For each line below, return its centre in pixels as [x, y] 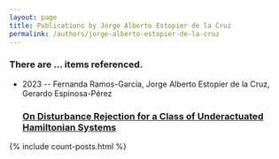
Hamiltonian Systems [69, 127]
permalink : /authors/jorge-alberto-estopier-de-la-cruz [114, 34]
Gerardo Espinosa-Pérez [67, 93]
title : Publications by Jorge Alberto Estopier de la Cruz [120, 26]
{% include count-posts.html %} [68, 146]
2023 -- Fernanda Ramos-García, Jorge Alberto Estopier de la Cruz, [146, 84]
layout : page [33, 17]
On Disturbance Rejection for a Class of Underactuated [143, 116]
